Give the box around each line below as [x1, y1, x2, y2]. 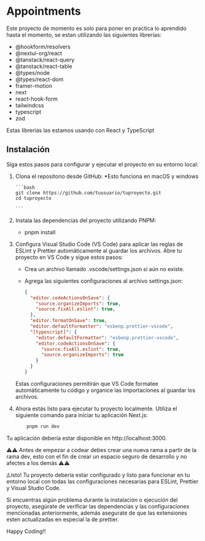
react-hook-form [15, 95, 58, 102]
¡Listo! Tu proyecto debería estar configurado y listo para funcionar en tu [6, 471, 190, 478]
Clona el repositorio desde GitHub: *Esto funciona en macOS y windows [15, 172, 199, 180]
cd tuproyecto [15, 195, 52, 201]
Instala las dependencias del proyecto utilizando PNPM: [15, 217, 157, 224]
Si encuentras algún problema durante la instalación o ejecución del [6, 496, 178, 504]
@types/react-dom [15, 75, 64, 83]
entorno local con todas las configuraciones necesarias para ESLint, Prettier [6, 477, 199, 485]
